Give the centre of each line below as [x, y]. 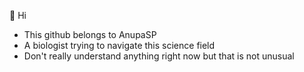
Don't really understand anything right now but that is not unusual [159, 56]
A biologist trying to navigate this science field [119, 45]
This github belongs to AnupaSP [90, 34]
